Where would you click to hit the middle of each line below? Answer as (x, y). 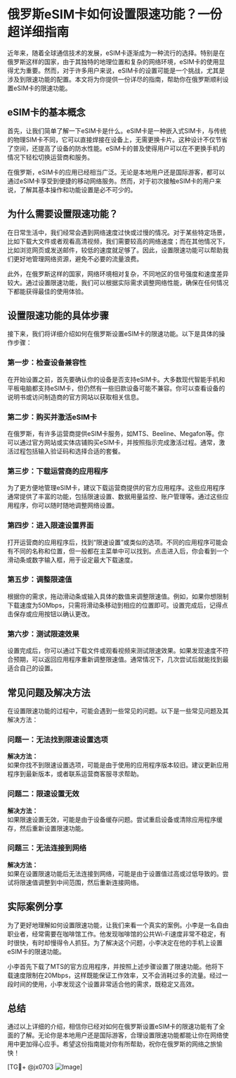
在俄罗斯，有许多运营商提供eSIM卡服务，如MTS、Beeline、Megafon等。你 (116, 433)
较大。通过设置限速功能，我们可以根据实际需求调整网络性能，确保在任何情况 (118, 282)
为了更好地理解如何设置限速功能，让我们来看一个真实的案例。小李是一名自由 (118, 925)
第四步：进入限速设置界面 (51, 525)
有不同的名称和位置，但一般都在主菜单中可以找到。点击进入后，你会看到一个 (118, 551)
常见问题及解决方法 (49, 692)
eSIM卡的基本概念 (46, 112)
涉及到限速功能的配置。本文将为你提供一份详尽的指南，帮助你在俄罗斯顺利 (115, 79)
